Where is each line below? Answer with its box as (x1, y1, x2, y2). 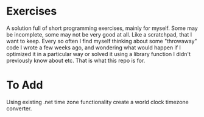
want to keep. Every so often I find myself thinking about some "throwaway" (6, 37, 197, 44)
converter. (6, 105, 32, 112)
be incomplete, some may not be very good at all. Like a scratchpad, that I (6, 30, 192, 38)
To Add (6, 78, 43, 92)
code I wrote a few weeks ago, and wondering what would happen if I (6, 44, 181, 51)
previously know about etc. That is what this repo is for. (6, 57, 146, 64)
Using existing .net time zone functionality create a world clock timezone (6, 98, 189, 105)
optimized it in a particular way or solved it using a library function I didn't (6, 50, 191, 57)
